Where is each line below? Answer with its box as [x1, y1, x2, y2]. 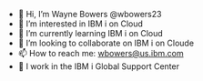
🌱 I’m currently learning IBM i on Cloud [17, 28, 164, 38]
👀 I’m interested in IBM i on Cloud [17, 18, 144, 29]
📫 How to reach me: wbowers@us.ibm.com [17, 48, 184, 58]
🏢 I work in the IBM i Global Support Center [17, 61, 180, 72]
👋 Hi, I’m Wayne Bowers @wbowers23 [17, 9, 162, 19]
